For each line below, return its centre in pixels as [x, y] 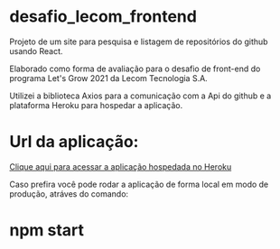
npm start [47, 231]
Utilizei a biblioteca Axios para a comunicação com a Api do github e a [140, 96]
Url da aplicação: [74, 142]
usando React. [36, 51]
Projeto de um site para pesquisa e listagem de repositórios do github [139, 41]
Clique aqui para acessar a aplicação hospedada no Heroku [121, 166]
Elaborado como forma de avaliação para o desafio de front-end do [135, 69]
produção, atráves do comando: [69, 194]
